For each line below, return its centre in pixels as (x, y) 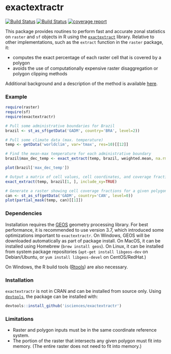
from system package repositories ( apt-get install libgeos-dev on (77, 252)
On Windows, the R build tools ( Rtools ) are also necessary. (67, 267)
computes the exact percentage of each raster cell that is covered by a (87, 57)
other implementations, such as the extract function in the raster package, (84, 42)
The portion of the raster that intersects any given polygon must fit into (87, 341)
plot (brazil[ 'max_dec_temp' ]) (37, 168)
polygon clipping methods (40, 73)
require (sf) (18, 112)
